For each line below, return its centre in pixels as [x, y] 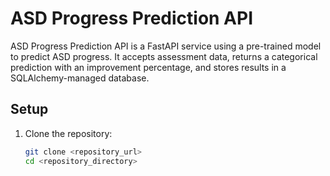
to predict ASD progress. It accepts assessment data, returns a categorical [164, 56]
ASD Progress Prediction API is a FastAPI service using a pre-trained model [166, 46]
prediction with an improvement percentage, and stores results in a [148, 67]
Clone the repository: [68, 133]
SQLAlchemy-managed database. [80, 78]
